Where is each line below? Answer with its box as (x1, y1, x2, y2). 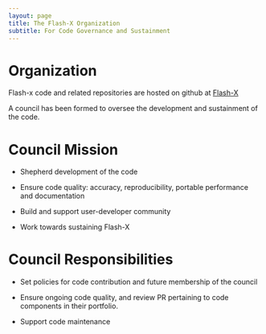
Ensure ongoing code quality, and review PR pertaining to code (19, 293, 229, 303)
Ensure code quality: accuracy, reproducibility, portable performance (19, 183, 249, 192)
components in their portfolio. (19, 301, 119, 311)
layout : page (8, 11, 52, 20)
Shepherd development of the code (19, 167, 138, 177)
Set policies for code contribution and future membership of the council (19, 277, 258, 287)
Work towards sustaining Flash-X (19, 222, 130, 232)
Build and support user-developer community (19, 207, 171, 216)
